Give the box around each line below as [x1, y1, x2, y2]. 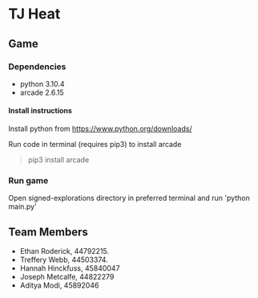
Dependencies [8, 61, 67, 72]
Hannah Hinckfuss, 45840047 [19, 263, 120, 273]
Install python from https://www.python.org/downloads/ [8, 124, 192, 133]
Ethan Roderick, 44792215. [19, 247, 110, 256]
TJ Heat [8, 5, 61, 23]
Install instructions [8, 106, 72, 116]
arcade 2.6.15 [19, 88, 64, 97]
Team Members [8, 225, 88, 239]
